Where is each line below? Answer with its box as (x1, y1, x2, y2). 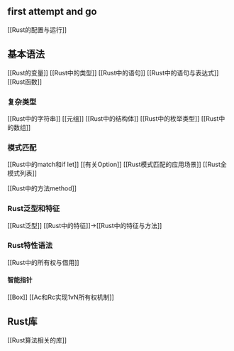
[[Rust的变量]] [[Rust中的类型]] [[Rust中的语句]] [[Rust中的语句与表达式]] (7, 68, 219, 77)
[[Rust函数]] (7, 77, 43, 86)
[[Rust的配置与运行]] (7, 25, 67, 34)
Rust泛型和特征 (7, 204, 60, 214)
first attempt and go (7, 6, 97, 18)
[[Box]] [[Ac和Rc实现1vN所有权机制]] (7, 293, 115, 301)
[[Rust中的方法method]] (7, 184, 77, 193)
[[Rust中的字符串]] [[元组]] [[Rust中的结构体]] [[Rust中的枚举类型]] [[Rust (7, 114, 219, 123)
